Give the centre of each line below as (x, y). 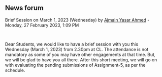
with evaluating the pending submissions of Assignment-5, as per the (75, 65)
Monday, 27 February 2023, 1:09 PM (42, 25)
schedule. (15, 70)
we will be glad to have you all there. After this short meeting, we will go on (81, 60)
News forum (24, 8)
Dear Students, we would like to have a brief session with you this (72, 44)
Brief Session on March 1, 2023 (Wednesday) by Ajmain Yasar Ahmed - (77, 20)
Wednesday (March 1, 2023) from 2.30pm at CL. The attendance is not (77, 49)
